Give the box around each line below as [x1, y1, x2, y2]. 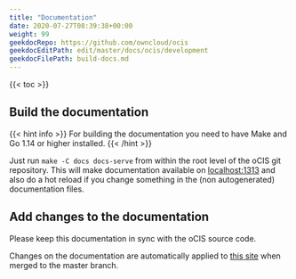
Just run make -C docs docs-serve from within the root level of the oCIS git [9, 155, 282, 166]
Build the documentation [9, 104, 149, 120]
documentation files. [9, 184, 84, 194]
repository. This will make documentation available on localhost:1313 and [9, 164, 276, 175]
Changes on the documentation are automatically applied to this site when [9, 250, 282, 261]
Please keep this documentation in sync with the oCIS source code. [9, 233, 257, 243]
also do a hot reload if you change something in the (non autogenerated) [9, 174, 276, 185]
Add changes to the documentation [9, 209, 210, 225]
